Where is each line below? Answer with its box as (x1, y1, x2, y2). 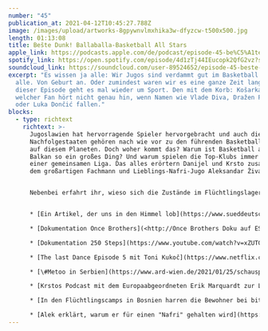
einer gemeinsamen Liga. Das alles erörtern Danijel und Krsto (29, 160, 245, 168)
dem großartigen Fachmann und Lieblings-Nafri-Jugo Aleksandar (29, 167, 245, 175)
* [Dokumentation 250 (29, 238, 102, 247)
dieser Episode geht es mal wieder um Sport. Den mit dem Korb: (15, 85, 234, 94)
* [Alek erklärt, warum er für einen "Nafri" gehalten (29, 311, 216, 319)
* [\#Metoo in (29, 268, 77, 276)
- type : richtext (15, 116, 73, 124)
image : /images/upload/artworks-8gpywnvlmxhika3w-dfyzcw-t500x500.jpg (8, 26, 248, 34)
